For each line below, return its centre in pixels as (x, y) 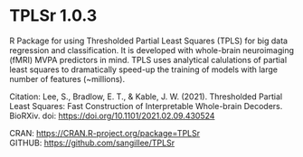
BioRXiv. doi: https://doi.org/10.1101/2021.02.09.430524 (112, 115)
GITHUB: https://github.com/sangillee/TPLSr (92, 143)
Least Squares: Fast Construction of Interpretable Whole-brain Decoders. (146, 106)
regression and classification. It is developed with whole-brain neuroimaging (152, 50)
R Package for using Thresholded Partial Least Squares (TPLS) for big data (148, 41)
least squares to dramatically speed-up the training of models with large (144, 69)
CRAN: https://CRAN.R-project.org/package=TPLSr (105, 133)
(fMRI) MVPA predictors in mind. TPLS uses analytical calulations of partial (148, 60)
